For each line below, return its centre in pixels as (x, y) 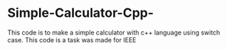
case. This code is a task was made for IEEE (72, 39)
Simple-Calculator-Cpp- (81, 13)
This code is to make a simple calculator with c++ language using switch (114, 32)
